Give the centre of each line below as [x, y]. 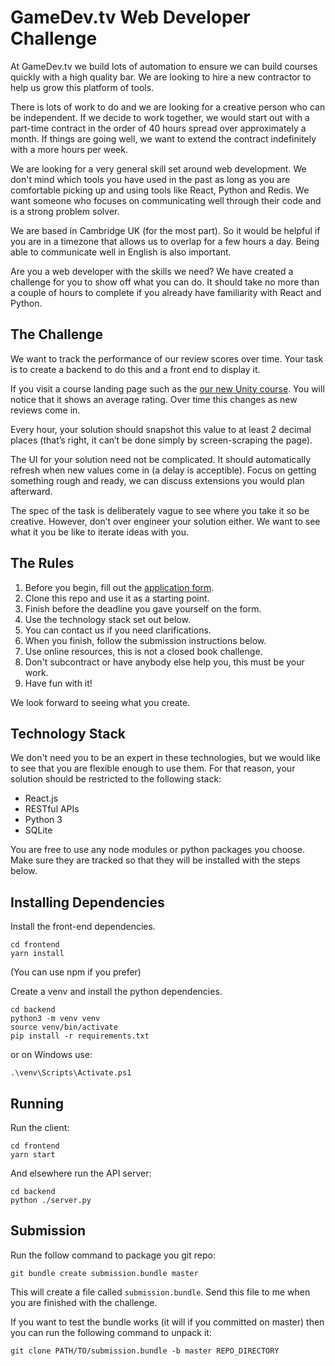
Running [37, 1103]
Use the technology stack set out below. [107, 619]
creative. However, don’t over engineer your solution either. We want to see [165, 521]
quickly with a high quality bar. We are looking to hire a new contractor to [161, 77]
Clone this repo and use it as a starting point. [117, 598]
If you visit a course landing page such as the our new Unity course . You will [167, 388]
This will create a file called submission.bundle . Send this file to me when [160, 1292]
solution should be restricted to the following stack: [116, 779]
